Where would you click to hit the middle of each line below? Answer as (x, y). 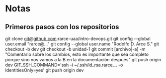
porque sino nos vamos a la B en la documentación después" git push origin (83, 59)
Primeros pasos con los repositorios (62, 27)
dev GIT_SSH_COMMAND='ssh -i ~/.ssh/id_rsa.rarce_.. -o (64, 65)
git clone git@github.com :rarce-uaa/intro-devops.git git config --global (78, 39)
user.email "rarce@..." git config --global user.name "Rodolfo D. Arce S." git (82, 44)
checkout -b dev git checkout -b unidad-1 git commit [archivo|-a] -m (75, 49)
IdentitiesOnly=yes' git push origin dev (44, 70)
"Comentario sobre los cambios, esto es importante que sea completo (77, 54)
